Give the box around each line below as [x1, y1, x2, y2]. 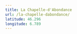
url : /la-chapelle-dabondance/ [5, 12, 70, 17]
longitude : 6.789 [5, 21, 41, 26]
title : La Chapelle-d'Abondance [5, 7, 72, 12]
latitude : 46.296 [5, 16, 41, 21]
